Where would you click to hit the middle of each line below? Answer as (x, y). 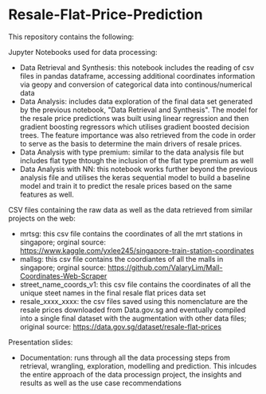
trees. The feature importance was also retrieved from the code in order (138, 135)
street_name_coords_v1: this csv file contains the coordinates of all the (135, 284)
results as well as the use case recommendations (100, 383)
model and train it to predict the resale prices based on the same (126, 185)
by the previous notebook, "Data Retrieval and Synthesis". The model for (139, 110)
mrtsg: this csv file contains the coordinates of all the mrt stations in (131, 233)
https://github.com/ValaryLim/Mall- (165, 267)
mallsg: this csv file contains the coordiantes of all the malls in (121, 259)
